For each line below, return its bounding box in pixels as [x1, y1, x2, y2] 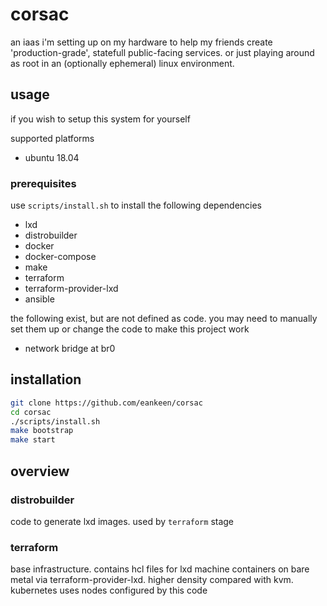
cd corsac [10, 407, 52, 417]
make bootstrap [10, 426, 74, 436]
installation [10, 371, 82, 388]
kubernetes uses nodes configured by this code [10, 584, 208, 597]
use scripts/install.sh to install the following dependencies [10, 199, 263, 212]
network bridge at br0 [24, 343, 116, 355]
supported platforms [10, 132, 95, 144]
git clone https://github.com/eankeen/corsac [10, 398, 203, 408]
